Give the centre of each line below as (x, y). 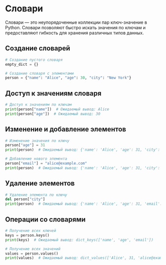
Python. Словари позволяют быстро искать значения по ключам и (75, 27)
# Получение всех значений (33, 249)
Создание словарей (38, 48)
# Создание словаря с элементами (40, 73)
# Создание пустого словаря (34, 60)
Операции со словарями (45, 219)
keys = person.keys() (27, 235)
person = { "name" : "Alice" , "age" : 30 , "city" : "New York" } (68, 78)
